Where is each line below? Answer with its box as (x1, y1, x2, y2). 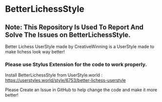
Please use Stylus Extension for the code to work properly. (5, 61, 147, 68)
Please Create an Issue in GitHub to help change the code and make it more (5, 87, 158, 93)
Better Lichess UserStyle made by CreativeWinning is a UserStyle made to (5, 44, 155, 50)
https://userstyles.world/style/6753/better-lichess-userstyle (5, 77, 126, 83)
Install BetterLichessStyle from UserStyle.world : (5, 72, 102, 78)
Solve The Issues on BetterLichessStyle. (5, 30, 131, 39)
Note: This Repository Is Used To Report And (5, 23, 144, 31)
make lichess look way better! (5, 49, 65, 54)
